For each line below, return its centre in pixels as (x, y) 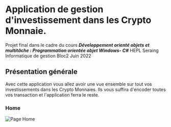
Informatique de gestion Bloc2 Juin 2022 (48, 56)
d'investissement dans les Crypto (78, 20)
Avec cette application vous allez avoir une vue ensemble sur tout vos (79, 84)
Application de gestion (54, 9)
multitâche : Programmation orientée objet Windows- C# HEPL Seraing (82, 50)
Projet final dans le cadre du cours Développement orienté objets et (77, 45)
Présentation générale (41, 72)
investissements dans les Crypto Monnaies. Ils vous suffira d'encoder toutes (86, 89)
